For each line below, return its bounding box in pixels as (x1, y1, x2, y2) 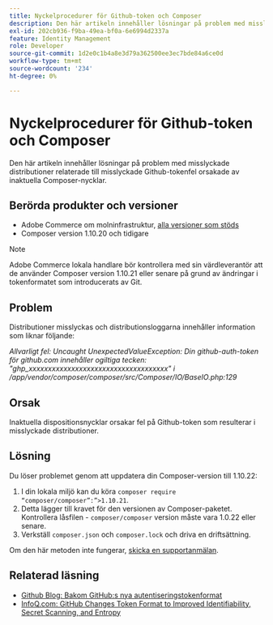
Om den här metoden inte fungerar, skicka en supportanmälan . (9, 545, 220, 555)
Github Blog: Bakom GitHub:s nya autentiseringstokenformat (20, 590, 223, 600)
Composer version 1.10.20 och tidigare (20, 228, 149, 239)
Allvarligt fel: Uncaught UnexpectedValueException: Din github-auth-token (9, 347, 259, 356)
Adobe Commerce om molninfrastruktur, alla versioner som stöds (20, 220, 240, 230)
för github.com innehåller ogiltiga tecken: (9, 355, 147, 365)
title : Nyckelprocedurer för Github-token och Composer (9, 11, 202, 20)
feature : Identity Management (9, 34, 112, 43)
